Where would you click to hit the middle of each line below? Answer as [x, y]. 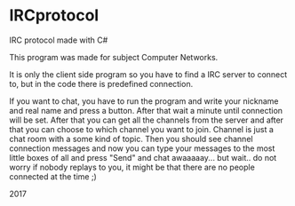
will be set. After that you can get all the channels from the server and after [147, 120]
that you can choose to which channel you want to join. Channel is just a [141, 129]
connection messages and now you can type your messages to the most [142, 148]
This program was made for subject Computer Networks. [114, 57]
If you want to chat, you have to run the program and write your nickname [144, 101]
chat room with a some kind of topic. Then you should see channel [131, 139]
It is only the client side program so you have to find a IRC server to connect [148, 74]
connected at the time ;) [53, 176]
